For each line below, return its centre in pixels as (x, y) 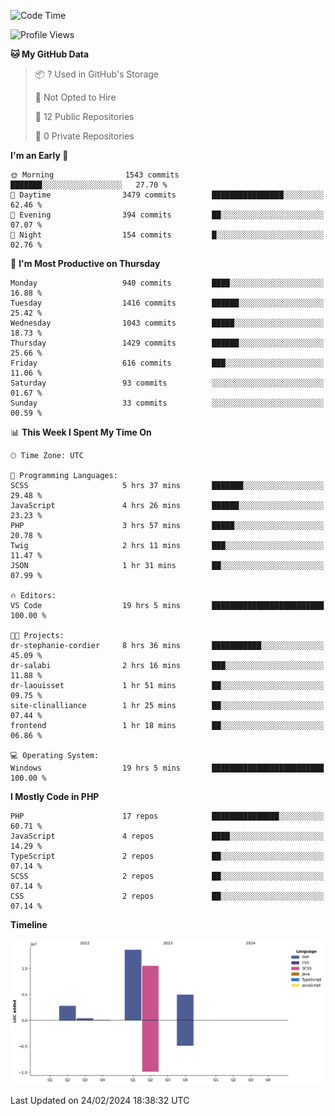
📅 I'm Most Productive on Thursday (85, 263)
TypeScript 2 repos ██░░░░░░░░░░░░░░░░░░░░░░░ (167, 856)
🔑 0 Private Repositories (84, 136)
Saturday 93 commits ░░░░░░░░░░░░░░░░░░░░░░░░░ (167, 383)
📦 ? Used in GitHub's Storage (97, 74)
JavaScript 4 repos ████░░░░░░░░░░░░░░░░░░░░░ (167, 836)
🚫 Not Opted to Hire (75, 97)
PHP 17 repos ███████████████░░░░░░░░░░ (167, 816)
